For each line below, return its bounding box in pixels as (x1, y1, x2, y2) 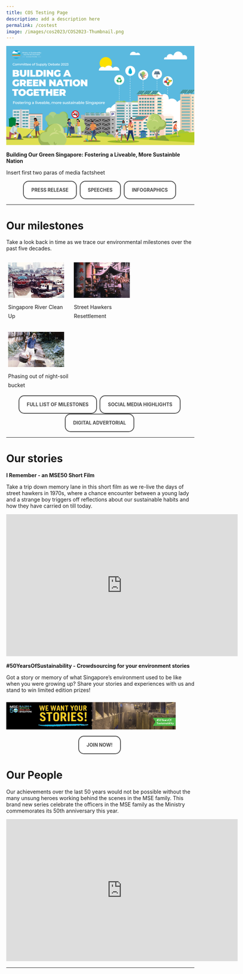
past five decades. (6, 245, 52, 252)
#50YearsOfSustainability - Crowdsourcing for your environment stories (6, 662, 190, 669)
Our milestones (6, 219, 84, 233)
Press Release (31, 187, 69, 193)
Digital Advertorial (73, 420, 127, 426)
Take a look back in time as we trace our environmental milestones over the (6, 239, 192, 246)
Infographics (131, 187, 168, 193)
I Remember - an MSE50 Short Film (6, 471, 95, 478)
